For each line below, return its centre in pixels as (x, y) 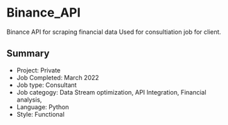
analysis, (29, 99)
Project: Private (38, 70)
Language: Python (43, 107)
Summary (28, 54)
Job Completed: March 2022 (58, 77)
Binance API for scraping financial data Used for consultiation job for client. (114, 32)
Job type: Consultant (46, 85)
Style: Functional (41, 114)
